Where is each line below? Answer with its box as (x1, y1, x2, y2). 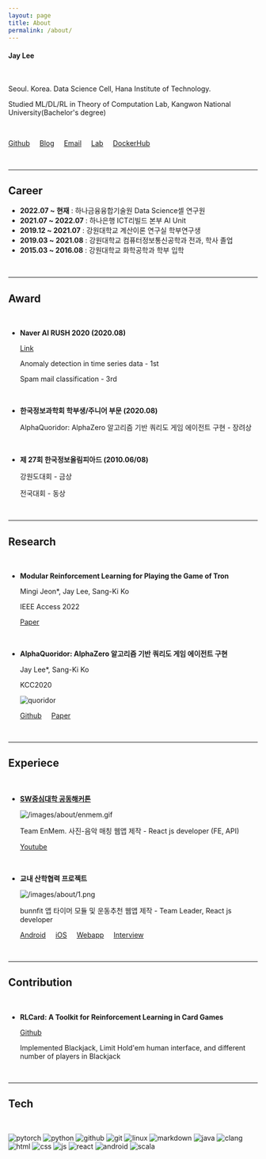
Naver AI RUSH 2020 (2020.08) (19, 328, 127, 337)
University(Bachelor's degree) (8, 108, 107, 117)
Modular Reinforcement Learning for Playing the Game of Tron (19, 571, 230, 581)
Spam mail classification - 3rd (19, 374, 117, 384)
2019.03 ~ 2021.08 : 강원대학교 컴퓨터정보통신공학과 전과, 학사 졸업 (19, 235, 234, 246)
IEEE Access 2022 (19, 602, 80, 612)
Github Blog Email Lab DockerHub (8, 138, 150, 147)
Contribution (8, 976, 73, 989)
